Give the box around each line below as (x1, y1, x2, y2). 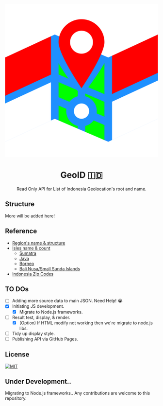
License (5, 351, 30, 359)
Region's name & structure (12, 240, 65, 246)
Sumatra (19, 250, 36, 256)
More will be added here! (5, 213, 55, 219)
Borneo (19, 261, 34, 266)
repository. (5, 395, 27, 401)
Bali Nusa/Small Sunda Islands (19, 265, 80, 271)
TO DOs (5, 285, 29, 293)
